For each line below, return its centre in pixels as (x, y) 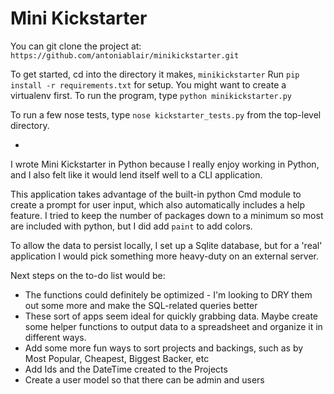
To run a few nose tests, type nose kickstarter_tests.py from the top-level (166, 114)
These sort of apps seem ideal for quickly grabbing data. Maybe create (171, 316)
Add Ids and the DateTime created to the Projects (126, 369)
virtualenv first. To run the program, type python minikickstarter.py (151, 95)
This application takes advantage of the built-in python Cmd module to (156, 194)
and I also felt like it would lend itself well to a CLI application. (136, 174)
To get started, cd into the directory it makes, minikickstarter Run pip (155, 74)
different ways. (55, 337)
